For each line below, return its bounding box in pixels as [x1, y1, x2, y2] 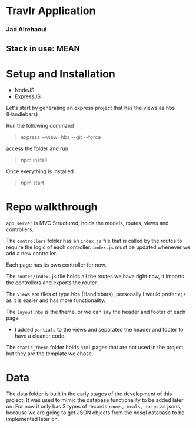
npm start [20, 179, 44, 187]
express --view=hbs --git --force [20, 134, 101, 141]
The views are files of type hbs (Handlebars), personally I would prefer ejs [6, 291, 187, 298]
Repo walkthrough [6, 200, 98, 213]
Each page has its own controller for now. [6, 261, 107, 268]
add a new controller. [6, 250, 58, 257]
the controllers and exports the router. [6, 279, 98, 286]
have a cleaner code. [14, 332, 66, 339]
